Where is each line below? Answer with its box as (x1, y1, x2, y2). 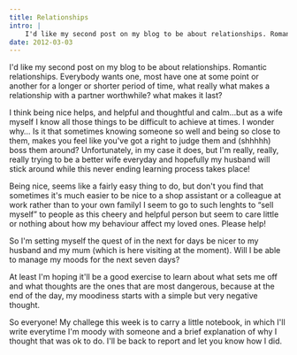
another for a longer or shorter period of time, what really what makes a (9, 81, 270, 91)
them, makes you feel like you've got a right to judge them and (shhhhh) (9, 135, 271, 146)
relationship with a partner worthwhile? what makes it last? (9, 90, 223, 101)
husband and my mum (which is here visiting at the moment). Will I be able (9, 245, 281, 256)
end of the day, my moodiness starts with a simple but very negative (9, 290, 258, 301)
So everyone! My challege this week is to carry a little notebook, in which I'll (9, 317, 286, 328)
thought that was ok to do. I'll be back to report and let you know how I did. (9, 336, 283, 346)
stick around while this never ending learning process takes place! (9, 164, 250, 174)
